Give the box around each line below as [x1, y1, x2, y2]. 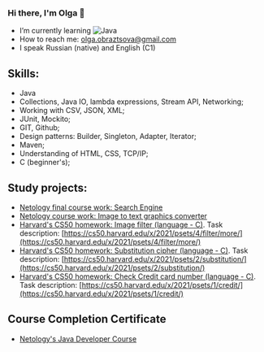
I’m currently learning [19, 26, 91, 36]
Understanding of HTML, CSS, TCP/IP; [19, 149, 149, 159]
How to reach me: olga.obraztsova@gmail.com [19, 34, 176, 44]
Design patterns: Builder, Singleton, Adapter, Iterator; [19, 132, 197, 141]
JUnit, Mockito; [19, 114, 71, 124]
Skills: [7, 67, 40, 80]
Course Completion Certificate [7, 312, 167, 326]
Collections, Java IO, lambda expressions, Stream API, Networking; [19, 97, 245, 106]
